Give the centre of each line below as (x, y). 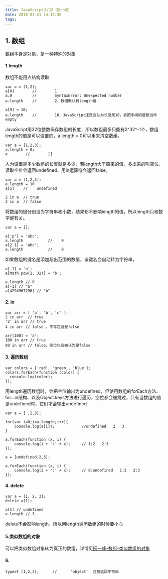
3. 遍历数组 (17, 357)
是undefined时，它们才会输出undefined (46, 403)
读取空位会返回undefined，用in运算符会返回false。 (58, 170)
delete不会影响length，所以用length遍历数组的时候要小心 (64, 524)
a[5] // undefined (31, 189)
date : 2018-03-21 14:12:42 (33, 15)
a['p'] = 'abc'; (22, 237)
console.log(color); (31, 377)
